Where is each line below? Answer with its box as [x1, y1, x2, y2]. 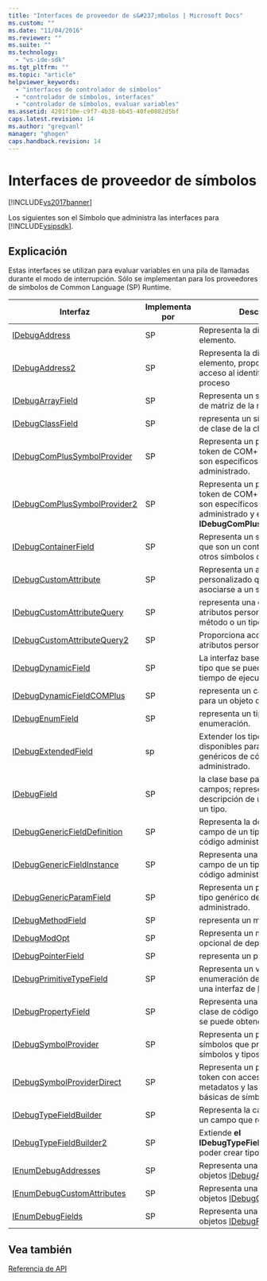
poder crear [199, 1147, 244, 1159]
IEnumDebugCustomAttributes [12, 1188, 126, 1199]
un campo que [199, 1114, 253, 1125]
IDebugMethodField [12, 915, 87, 926]
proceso [199, 377, 230, 389]
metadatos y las [199, 1082, 258, 1093]
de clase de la [199, 423, 251, 434]
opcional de [199, 938, 243, 949]
